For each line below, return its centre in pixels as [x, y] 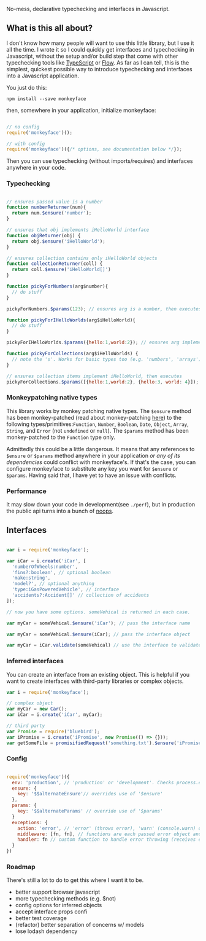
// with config [26, 144]
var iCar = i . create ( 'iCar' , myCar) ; [55, 715]
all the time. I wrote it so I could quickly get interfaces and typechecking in [100, 49]
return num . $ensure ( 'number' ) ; [52, 213]
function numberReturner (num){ [46, 207]
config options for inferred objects [59, 905]
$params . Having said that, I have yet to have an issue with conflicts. [91, 475]
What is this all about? [50, 28]
